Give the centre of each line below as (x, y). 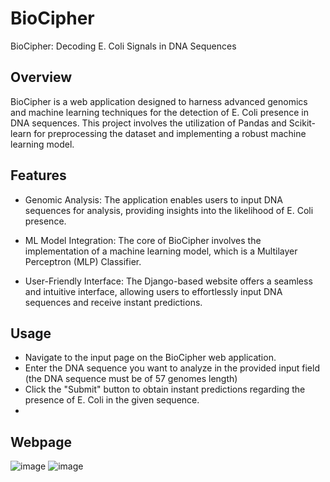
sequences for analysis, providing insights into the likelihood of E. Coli (169, 210)
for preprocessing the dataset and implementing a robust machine (170, 133)
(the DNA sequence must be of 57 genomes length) (131, 379)
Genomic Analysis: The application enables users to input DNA (153, 199)
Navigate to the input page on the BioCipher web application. (150, 358)
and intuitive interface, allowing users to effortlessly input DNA (153, 291)
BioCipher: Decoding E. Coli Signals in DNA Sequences (123, 46)
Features (38, 175)
